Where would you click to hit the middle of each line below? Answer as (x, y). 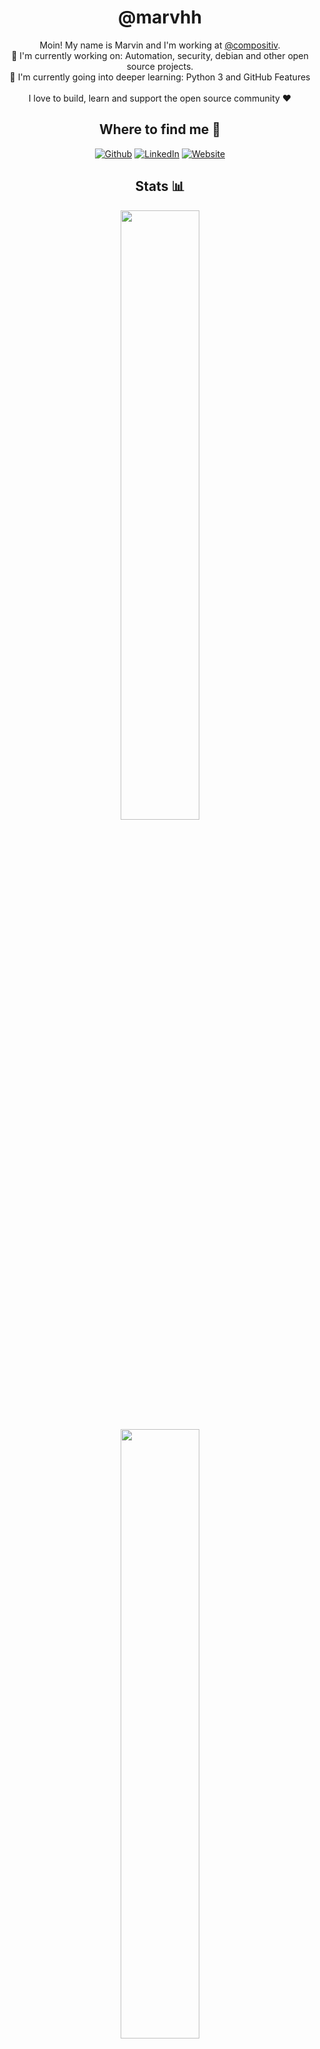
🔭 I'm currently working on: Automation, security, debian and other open (160, 55)
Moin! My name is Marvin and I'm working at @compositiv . (160, 45)
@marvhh (160, 17)
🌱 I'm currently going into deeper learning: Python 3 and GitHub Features (160, 77)
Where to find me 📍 (160, 129)
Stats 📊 (160, 186)
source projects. (160, 66)
